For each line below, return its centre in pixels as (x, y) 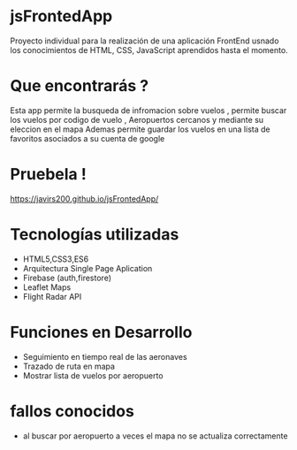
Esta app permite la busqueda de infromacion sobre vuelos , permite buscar (148, 110)
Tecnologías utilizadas (95, 234)
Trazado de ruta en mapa (69, 366)
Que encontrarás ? (80, 86)
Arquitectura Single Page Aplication (88, 268)
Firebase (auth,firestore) (67, 278)
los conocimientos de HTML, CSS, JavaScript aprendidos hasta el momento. (149, 50)
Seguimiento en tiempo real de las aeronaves (105, 356)
